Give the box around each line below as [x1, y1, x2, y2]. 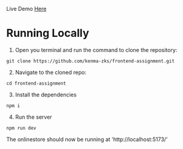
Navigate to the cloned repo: [15, 68, 87, 76]
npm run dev [6, 125, 36, 131]
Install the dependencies [15, 91, 77, 98]
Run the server [15, 113, 53, 121]
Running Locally [6, 27, 90, 40]
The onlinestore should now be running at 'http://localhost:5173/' [6, 136, 168, 143]
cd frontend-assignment [6, 80, 67, 87]
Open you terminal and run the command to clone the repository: [15, 46, 178, 53]
